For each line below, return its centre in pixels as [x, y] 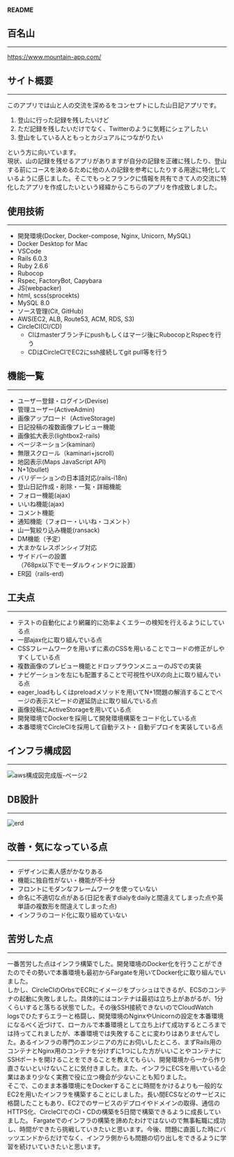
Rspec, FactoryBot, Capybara [60, 281]
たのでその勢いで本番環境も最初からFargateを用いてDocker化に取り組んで [114, 972]
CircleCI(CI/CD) [40, 327]
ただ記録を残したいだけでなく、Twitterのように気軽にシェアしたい [113, 129]
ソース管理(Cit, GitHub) [50, 311]
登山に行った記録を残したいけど [63, 120]
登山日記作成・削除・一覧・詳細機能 [69, 486]
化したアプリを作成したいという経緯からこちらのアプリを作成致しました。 [114, 187]
